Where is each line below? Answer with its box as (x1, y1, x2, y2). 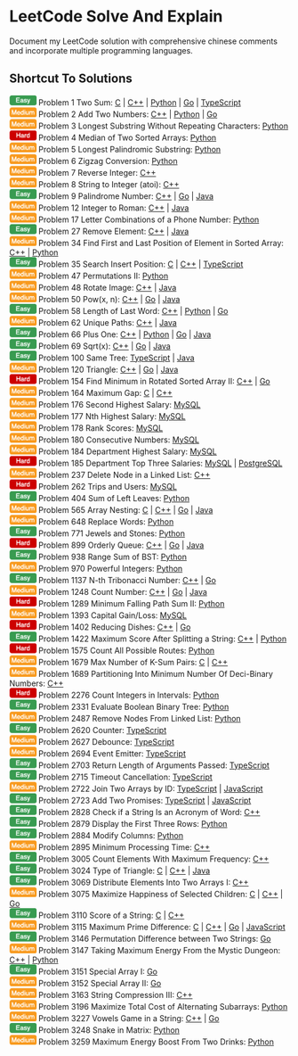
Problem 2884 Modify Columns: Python (38, 829, 184, 840)
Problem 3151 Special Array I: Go (38, 966, 158, 977)
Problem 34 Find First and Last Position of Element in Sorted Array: (38, 237, 285, 248)
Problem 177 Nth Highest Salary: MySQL (38, 410, 186, 421)
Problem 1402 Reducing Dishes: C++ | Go (38, 622, 191, 632)
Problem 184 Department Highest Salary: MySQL (38, 446, 218, 457)
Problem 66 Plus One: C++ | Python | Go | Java (38, 328, 212, 340)
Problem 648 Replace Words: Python (38, 516, 174, 527)
